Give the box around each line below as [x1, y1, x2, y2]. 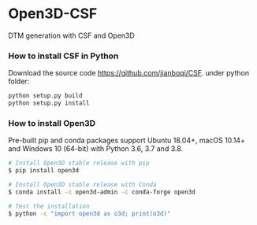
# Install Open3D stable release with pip [8, 159, 150, 168]
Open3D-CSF [8, 5, 98, 23]
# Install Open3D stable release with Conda [8, 181, 157, 189]
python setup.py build [8, 92, 83, 100]
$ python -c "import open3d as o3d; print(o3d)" [8, 209, 171, 217]
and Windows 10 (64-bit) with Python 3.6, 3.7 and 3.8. [8, 144, 184, 153]
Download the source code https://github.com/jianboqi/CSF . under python [8, 68, 250, 78]
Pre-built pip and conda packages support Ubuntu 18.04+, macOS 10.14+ [8, 135, 246, 146]
